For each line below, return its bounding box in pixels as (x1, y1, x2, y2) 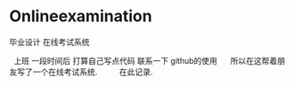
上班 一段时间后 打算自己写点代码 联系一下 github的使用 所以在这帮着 (12, 55, 278, 66)
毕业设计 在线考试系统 (9, 36, 90, 47)
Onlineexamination (9, 6, 153, 27)
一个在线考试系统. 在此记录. (32, 66, 153, 77)
